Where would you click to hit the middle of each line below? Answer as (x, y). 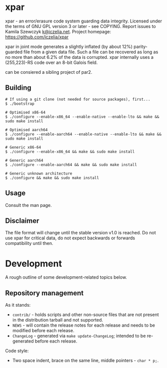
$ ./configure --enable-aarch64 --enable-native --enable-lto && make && (83, 134)
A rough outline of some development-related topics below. (66, 277)
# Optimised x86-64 (25, 112)
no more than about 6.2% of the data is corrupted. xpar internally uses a (79, 57)
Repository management (44, 293)
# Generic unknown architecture (39, 174)
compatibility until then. (29, 243)
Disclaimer (22, 221)
